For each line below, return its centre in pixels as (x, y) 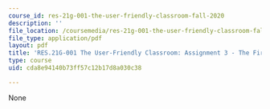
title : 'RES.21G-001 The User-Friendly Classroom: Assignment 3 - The (129, 53)
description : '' (35, 23)
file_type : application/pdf (55, 38)
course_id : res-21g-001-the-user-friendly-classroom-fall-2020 (117, 16)
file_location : (34, 30)
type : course (30, 61)
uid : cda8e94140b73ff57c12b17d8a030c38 (75, 68)
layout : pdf (28, 46)
